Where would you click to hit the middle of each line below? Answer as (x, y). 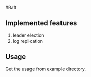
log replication (28, 41)
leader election (28, 35)
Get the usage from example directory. (46, 69)
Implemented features (41, 23)
